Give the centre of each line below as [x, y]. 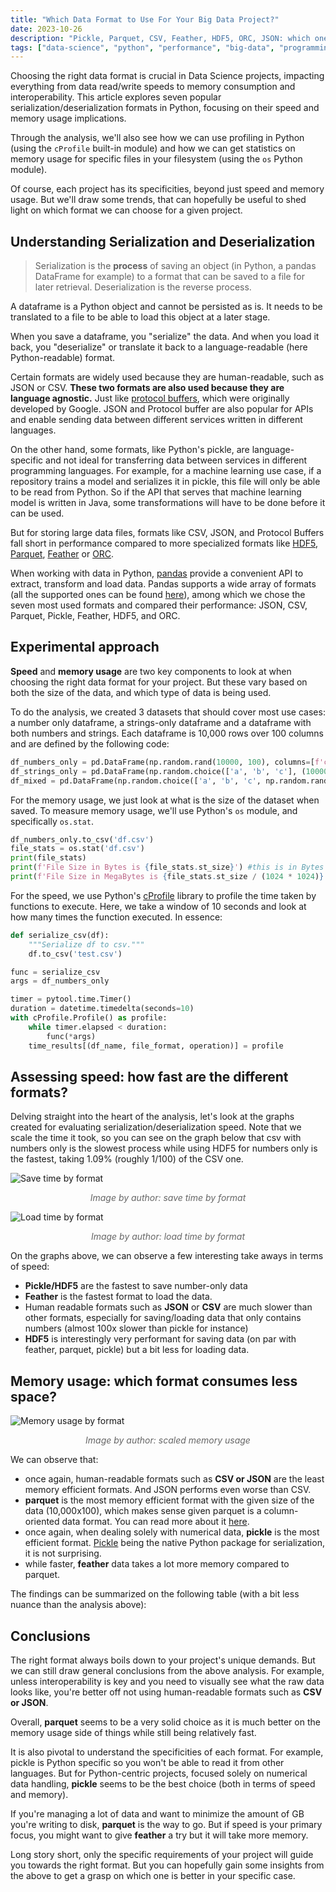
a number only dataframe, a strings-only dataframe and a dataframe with [161, 722]
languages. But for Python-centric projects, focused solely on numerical [159, 1773]
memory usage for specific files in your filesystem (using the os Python [156, 159]
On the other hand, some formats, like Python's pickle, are [130, 450]
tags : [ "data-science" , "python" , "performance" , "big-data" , [142, 47]
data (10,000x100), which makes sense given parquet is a [143, 1511]
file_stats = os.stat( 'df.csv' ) [77, 849]
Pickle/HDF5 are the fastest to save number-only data [136, 1286]
